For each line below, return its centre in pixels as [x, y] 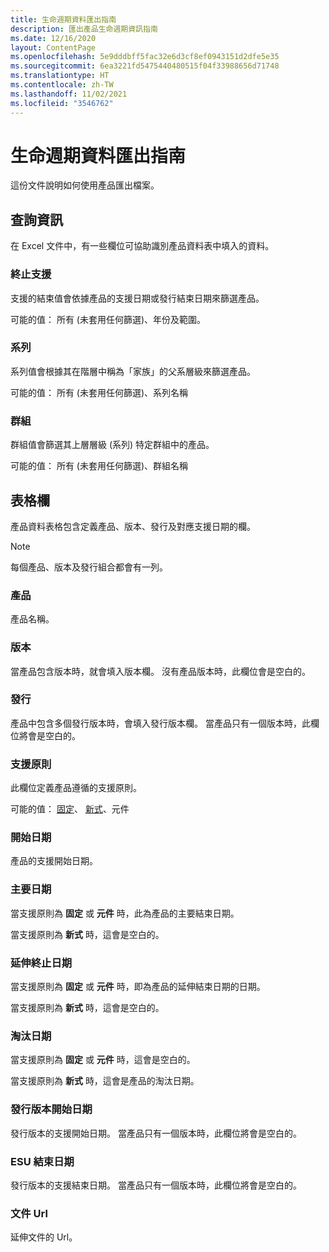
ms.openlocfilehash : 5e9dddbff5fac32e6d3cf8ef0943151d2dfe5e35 [145, 57]
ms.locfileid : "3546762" [62, 103]
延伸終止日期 [41, 963]
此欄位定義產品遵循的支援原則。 [76, 788]
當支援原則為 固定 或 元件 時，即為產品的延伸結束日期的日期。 [138, 987]
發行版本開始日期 [51, 1109]
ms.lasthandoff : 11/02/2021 [69, 94]
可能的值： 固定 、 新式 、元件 [70, 809]
